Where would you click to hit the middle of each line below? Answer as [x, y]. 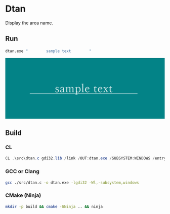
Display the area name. [29, 23]
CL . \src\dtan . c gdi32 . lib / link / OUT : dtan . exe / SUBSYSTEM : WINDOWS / [80, 158]
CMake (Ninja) [23, 195]
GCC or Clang [22, 172]
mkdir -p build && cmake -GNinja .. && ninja [54, 206]
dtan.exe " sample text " [49, 51]
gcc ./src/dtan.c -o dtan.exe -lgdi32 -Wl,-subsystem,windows [72, 183]
